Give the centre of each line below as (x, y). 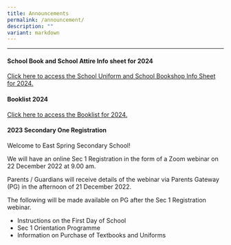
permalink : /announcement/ (46, 20)
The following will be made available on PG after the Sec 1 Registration (107, 200)
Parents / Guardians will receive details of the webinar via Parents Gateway (113, 179)
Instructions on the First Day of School (71, 220)
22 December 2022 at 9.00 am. (52, 166)
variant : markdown (33, 33)
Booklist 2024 (27, 100)
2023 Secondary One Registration (57, 130)
